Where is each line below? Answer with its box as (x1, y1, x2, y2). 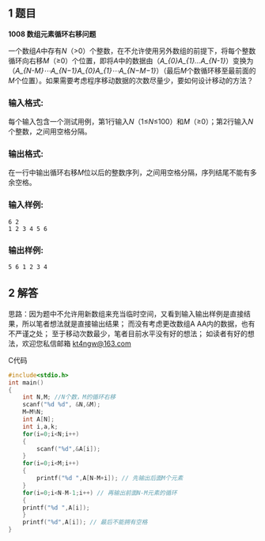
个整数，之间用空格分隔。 (8, 127, 92, 136)
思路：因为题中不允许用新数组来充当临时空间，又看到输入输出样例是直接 (8, 308, 244, 318)
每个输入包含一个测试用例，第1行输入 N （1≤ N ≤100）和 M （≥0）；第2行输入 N (8, 117, 254, 127)
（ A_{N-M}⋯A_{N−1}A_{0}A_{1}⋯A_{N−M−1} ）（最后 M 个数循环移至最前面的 (8, 66, 256, 75)
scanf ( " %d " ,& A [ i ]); (36, 445, 101, 452)
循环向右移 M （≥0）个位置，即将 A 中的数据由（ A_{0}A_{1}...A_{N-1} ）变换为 (8, 55, 254, 65)
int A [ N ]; (22, 415, 55, 424)
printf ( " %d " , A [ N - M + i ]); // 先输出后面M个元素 (36, 475, 184, 482)
